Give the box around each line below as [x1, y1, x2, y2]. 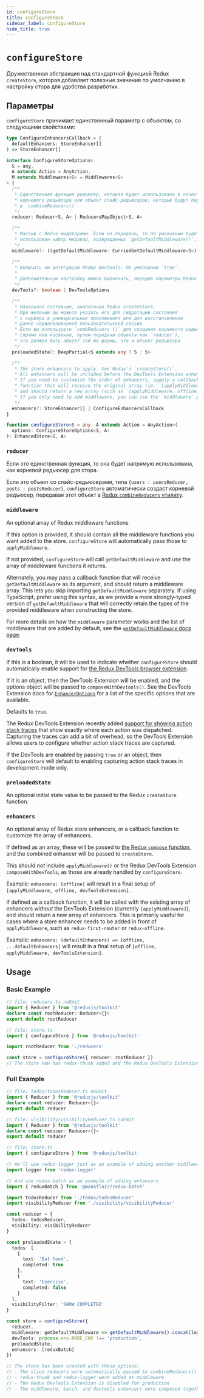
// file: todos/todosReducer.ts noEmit [6, 1088, 107, 1095]
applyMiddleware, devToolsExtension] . [6, 949, 103, 957]
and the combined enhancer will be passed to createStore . [6, 850, 154, 857]
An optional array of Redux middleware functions [6, 519, 129, 526]
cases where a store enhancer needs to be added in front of [6, 918, 157, 925]
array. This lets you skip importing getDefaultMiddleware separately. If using [6, 586, 196, 594]
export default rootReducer [6, 1016, 78, 1022]
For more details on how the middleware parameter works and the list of [6, 618, 185, 625]
